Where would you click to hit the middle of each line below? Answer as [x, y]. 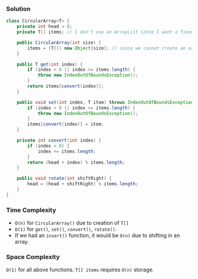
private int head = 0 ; [44, 27]
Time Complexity [31, 210]
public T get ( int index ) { [50, 64]
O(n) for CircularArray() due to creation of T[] [72, 223]
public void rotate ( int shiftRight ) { [64, 179]
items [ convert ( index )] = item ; [66, 124]
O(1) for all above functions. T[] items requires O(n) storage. [80, 270]
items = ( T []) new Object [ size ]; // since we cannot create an [106, 48]
